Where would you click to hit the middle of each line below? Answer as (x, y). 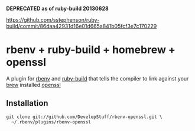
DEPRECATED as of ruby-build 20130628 (58, 9)
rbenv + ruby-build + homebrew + (91, 50)
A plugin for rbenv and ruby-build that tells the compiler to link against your (97, 78)
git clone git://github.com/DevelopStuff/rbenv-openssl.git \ (84, 117)
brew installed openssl (33, 85)
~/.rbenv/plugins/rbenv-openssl (51, 122)
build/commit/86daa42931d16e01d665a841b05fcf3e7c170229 (82, 26)
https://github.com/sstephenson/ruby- (53, 20)
